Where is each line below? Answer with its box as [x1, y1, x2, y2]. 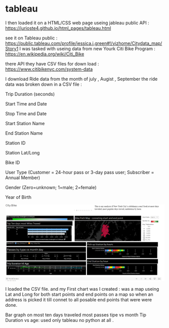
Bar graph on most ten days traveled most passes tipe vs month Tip [5, 312, 147, 318]
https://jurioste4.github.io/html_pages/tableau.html [5, 25, 111, 31]
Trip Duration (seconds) [5, 91, 55, 97]
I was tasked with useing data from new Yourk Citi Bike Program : [19, 45, 156, 51]
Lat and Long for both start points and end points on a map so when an [5, 291, 153, 298]
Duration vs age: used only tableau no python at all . [5, 317, 114, 323]
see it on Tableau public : [5, 35, 58, 41]
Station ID [5, 140, 26, 146]
